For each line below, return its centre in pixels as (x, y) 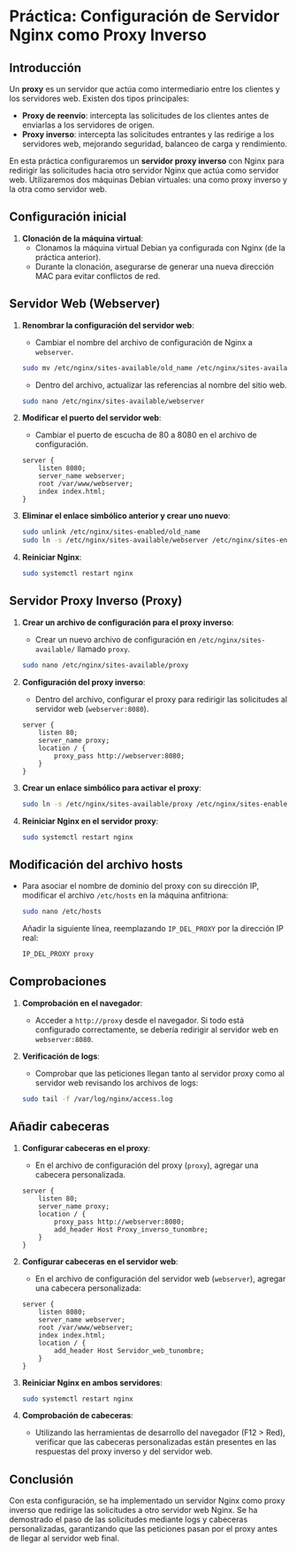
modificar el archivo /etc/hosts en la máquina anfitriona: (125, 895)
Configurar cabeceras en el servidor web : (100, 1261)
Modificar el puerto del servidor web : (91, 418)
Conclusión (42, 1479)
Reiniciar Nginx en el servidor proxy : (90, 821)
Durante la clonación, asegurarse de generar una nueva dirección (155, 266)
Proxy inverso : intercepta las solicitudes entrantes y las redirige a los (148, 134)
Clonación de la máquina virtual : (83, 238)
